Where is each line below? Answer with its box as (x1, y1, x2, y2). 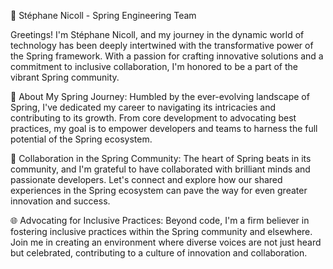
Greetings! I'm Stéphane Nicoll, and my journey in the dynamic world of (10, 29, 305, 40)
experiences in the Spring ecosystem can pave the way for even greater (10, 185, 308, 196)
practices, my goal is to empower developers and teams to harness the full (10, 123, 318, 134)
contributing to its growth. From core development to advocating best (10, 112, 297, 124)
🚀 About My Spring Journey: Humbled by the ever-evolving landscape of (10, 91, 310, 102)
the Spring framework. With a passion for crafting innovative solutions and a (10, 50, 324, 62)
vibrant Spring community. (10, 71, 120, 83)
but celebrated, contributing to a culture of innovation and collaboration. (10, 247, 308, 259)
